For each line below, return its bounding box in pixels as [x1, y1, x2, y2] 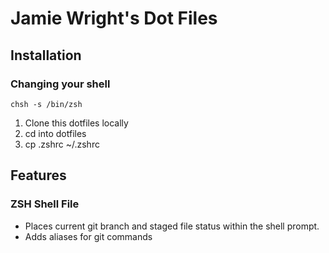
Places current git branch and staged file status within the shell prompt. [24, 220, 320, 232]
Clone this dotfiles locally [24, 117, 129, 129]
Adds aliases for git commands [24, 230, 153, 242]
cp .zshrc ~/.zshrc [24, 138, 100, 150]
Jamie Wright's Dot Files [10, 7, 218, 30]
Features [10, 167, 67, 184]
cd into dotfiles [24, 127, 87, 139]
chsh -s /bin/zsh [10, 99, 83, 109]
